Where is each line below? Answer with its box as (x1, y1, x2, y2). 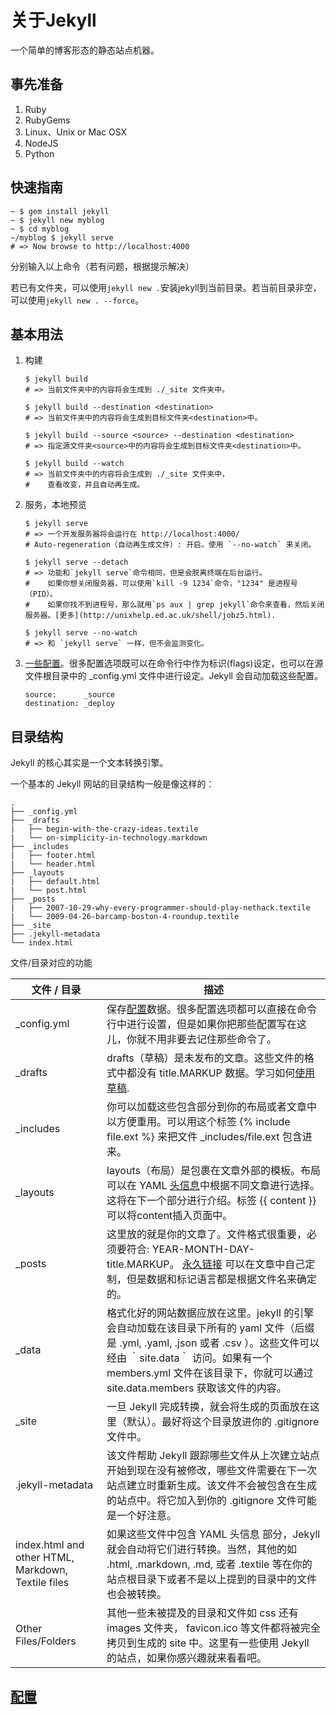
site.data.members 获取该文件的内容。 (106, 1381, 287, 1395)
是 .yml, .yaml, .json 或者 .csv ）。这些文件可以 (106, 1336, 320, 1350)
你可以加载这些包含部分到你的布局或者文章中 (106, 1100, 318, 1114)
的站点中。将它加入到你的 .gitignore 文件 (106, 1494, 297, 1508)
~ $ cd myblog (10, 224, 70, 234)
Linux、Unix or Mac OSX (24, 126, 128, 138)
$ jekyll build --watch (24, 459, 125, 469)
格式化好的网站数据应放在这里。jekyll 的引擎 (106, 1306, 315, 1320)
